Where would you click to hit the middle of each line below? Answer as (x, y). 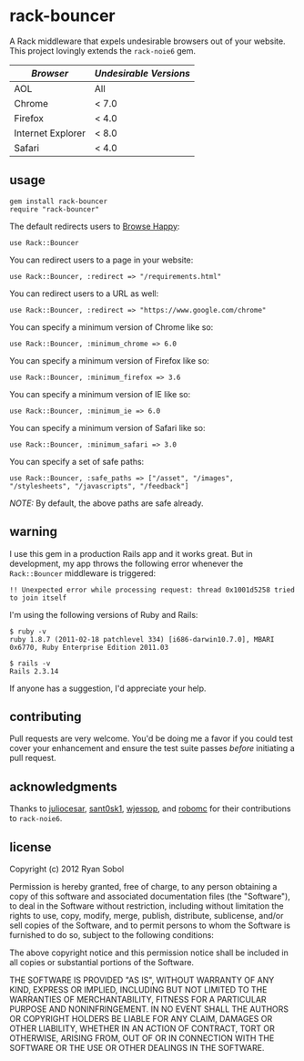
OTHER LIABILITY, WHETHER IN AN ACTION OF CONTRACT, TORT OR (142, 1028)
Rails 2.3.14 (34, 671)
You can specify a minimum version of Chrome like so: (111, 327)
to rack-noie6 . (36, 819)
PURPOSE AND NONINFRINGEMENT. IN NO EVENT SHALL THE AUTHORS (149, 1009)
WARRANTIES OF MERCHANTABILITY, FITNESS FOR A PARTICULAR (138, 999)
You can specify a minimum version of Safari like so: (107, 427)
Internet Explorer (50, 133)
